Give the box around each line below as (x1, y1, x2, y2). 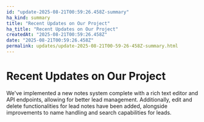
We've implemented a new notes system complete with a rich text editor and (6, 89, 199, 96)
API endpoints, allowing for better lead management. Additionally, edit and (6, 96, 193, 103)
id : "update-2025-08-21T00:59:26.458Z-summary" (6, 9, 130, 15)
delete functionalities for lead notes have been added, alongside (6, 102, 167, 110)
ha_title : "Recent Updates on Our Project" (6, 26, 119, 32)
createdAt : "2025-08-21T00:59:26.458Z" (6, 32, 108, 38)
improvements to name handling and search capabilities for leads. (6, 109, 172, 116)
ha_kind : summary (6, 15, 51, 21)
